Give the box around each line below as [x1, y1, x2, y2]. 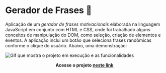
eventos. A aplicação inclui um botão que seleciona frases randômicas [5, 37, 152, 43]
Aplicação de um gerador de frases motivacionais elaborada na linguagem [5, 21, 160, 27]
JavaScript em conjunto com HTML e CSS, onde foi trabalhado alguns [5, 26, 151, 32]
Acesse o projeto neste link [55, 62, 114, 68]
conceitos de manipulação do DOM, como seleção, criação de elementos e [5, 32, 161, 38]
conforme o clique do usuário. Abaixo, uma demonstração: [5, 42, 127, 48]
